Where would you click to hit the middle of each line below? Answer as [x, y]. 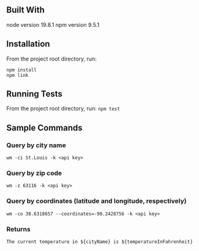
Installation [28, 44]
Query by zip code [34, 173]
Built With [25, 10]
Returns [18, 229]
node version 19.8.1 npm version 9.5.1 [53, 24]
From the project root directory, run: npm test [63, 109]
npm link [17, 75]
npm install [21, 70]
